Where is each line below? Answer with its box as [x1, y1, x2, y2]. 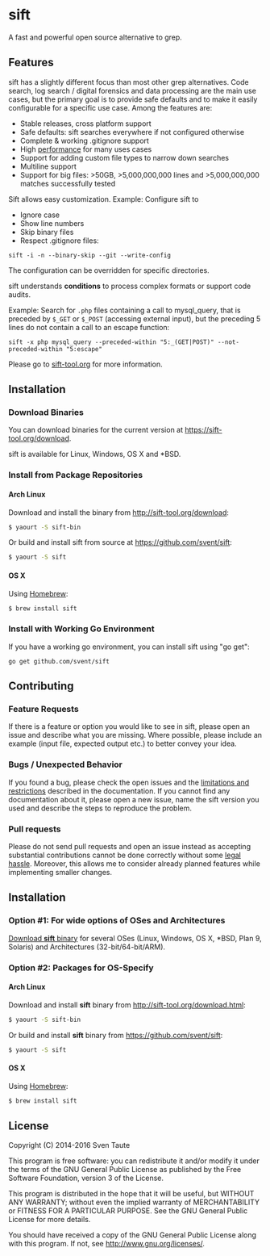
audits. [8, 289, 31, 299]
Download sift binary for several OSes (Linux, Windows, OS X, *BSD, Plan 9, [8, 933, 262, 943]
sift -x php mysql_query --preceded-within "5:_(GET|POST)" [8, 337, 215, 346]
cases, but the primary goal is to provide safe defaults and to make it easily [8, 94, 258, 104]
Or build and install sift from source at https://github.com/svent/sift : [8, 538, 232, 547]
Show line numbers [19, 218, 85, 228]
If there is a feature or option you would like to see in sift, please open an [8, 722, 251, 731]
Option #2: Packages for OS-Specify [8, 962, 155, 973]
